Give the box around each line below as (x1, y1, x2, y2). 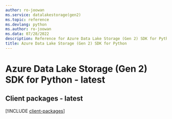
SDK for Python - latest (5, 74, 105, 85)
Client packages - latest (5, 94, 83, 103)
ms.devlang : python (5, 22, 47, 27)
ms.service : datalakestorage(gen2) (5, 12, 81, 17)
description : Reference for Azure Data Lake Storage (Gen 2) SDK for (5, 36, 157, 42)
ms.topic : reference (5, 17, 50, 22)
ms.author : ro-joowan (5, 27, 52, 32)
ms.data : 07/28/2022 (5, 31, 50, 36)
